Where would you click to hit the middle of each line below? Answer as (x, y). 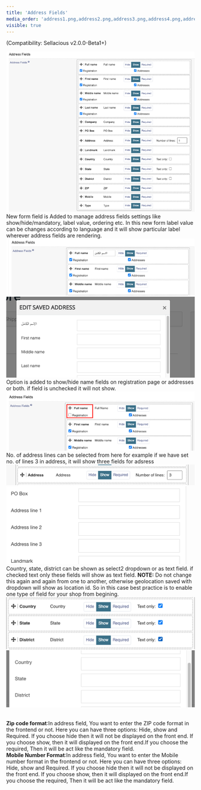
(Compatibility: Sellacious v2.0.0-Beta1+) (56, 43)
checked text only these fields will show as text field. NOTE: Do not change (99, 575)
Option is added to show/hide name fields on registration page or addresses (100, 382)
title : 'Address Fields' (37, 13)
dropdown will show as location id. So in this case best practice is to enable (99, 588)
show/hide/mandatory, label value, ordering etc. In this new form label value (100, 222)
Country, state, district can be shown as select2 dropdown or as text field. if (100, 569)
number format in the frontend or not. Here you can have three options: (94, 762)
